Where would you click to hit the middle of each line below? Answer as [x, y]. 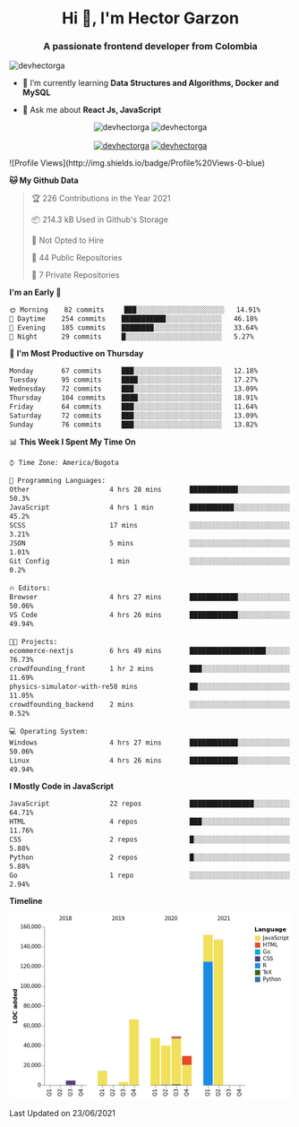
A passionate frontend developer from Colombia [150, 47]
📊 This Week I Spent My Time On [73, 442]
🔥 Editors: [30, 589]
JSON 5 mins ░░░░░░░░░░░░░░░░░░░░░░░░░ [150, 544]
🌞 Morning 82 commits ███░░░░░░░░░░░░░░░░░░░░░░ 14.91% [135, 310]
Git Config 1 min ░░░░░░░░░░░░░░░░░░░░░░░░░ [150, 562]
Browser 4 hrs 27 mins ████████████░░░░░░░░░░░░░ [150, 598]
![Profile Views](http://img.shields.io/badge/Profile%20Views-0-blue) [137, 163]
